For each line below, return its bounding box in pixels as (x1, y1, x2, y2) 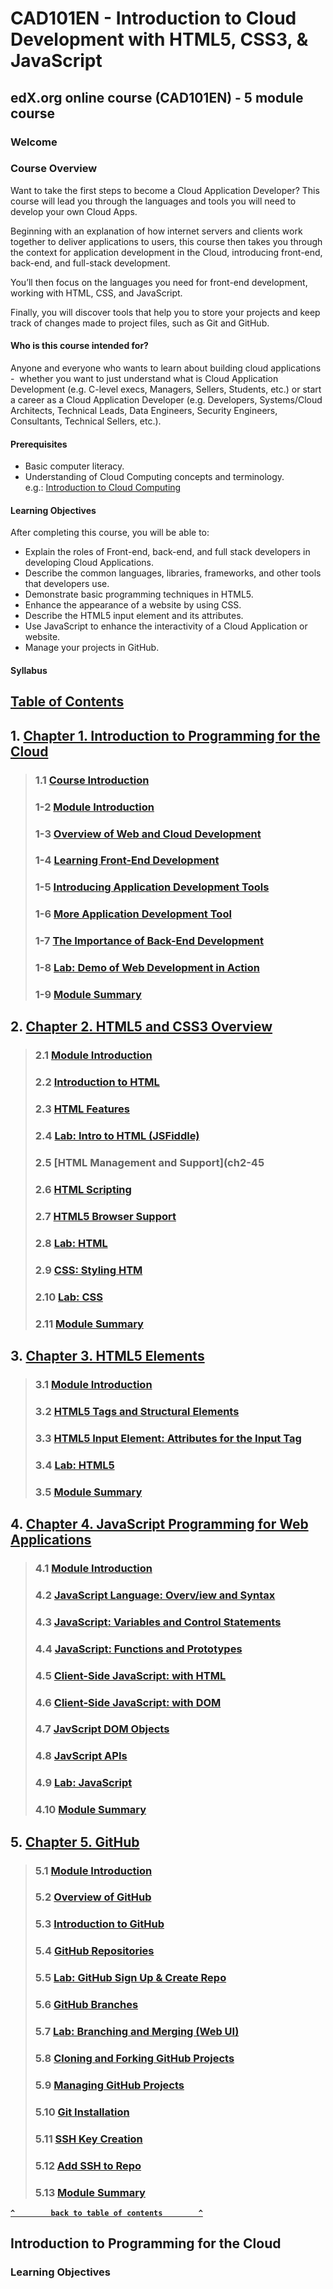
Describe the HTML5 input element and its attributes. (24, 610, 244, 622)
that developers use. (24, 578, 110, 590)
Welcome (10, 135, 58, 149)
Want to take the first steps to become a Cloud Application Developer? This (10, 184, 320, 196)
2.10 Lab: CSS (34, 1290, 103, 1304)
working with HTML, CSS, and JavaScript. (10, 287, 183, 299)
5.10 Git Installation (34, 2105, 130, 2119)
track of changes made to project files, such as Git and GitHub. (10, 317, 270, 329)
